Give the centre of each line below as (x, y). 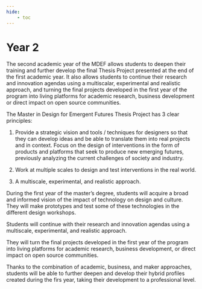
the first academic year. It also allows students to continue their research (96, 77)
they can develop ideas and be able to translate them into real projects (103, 139)
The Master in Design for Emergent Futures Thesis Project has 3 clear (93, 114)
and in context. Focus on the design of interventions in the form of (97, 145)
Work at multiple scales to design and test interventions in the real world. (106, 170)
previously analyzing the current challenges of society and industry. (99, 158)
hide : (13, 12)
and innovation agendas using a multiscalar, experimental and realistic (93, 83)
